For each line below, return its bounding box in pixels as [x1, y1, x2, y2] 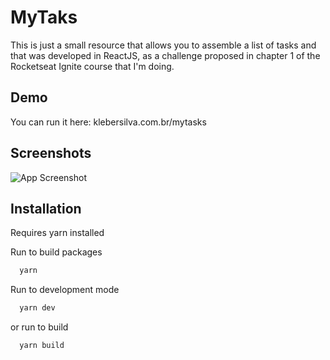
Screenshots [10, 145, 92, 162]
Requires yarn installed [10, 227, 105, 239]
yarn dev [19, 303, 56, 313]
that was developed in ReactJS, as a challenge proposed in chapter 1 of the [10, 49, 321, 61]
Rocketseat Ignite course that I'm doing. [10, 60, 175, 72]
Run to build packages [10, 246, 103, 258]
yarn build [19, 341, 65, 351]
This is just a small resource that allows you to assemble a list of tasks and [10, 39, 317, 51]
